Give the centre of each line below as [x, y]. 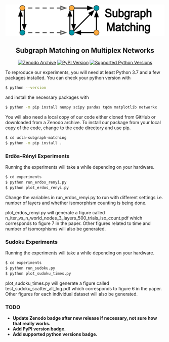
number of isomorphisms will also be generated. [56, 229]
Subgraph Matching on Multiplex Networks [85, 50]
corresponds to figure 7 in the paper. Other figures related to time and [78, 223]
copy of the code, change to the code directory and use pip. [68, 128]
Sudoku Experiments [32, 242]
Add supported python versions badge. [55, 334]
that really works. [31, 323]
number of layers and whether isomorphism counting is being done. [76, 203]
